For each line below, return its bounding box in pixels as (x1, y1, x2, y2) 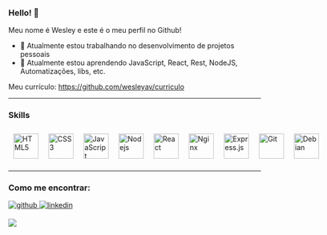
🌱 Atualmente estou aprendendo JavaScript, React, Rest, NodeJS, (19, 58, 238, 67)
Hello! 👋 (8, 7, 40, 18)
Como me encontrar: (8, 182, 91, 193)
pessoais (19, 50, 50, 59)
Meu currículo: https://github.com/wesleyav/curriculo (8, 82, 184, 91)
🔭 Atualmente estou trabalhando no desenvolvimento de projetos (19, 41, 235, 51)
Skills (8, 110, 30, 121)
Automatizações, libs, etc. (19, 67, 106, 76)
